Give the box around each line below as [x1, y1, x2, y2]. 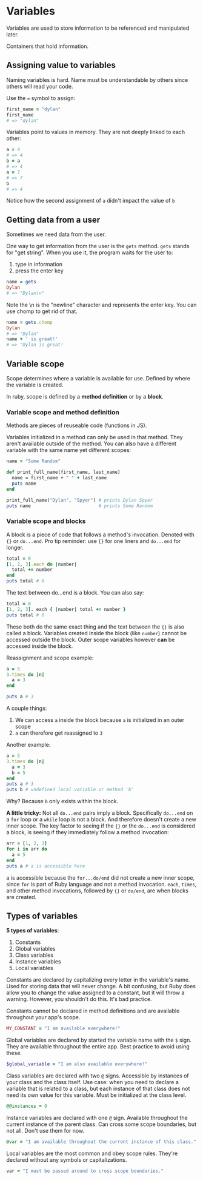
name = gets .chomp [6, 319, 53, 325]
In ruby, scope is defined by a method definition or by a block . [6, 393, 164, 400]
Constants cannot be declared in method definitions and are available [6, 1007, 180, 1014]
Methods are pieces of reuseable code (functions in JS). [6, 422, 147, 429]
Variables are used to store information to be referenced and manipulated [6, 24, 190, 32]
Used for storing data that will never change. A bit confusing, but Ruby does [6, 983, 196, 990]
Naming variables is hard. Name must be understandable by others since [6, 76, 188, 83]
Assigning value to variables [6, 60, 116, 70]
